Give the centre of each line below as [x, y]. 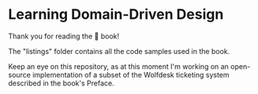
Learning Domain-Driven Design [116, 14]
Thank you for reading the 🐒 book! [64, 36]
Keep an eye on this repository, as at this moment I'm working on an [118, 66]
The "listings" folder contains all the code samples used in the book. [119, 51]
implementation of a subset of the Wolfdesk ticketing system [131, 74]
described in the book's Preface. [61, 83]
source [20, 74]
